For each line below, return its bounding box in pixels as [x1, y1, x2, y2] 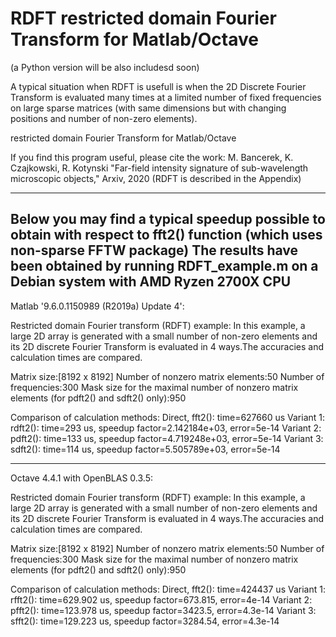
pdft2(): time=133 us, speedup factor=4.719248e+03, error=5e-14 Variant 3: [10, 432, 324, 444]
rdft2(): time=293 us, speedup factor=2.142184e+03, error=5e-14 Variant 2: [10, 422, 322, 434]
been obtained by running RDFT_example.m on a [10, 258, 319, 275]
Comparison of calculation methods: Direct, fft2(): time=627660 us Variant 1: [10, 411, 326, 423]
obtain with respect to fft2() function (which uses [10, 227, 323, 244]
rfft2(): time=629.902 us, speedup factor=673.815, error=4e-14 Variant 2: [10, 593, 313, 606]
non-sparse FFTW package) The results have [10, 242, 299, 259]
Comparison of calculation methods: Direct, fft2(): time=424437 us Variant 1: [10, 583, 326, 595]
